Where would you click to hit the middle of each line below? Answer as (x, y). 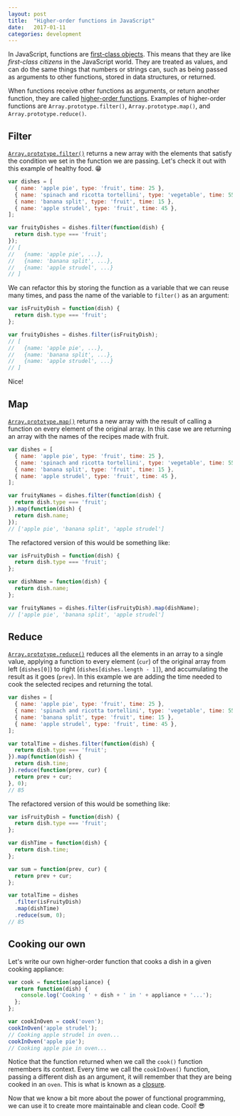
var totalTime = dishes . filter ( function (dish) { (82, 744)
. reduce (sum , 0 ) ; (40, 915)
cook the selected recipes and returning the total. (80, 684)
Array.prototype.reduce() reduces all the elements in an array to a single (116, 654)
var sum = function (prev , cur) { (58, 869)
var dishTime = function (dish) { (58, 843)
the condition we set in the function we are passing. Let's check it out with (117, 161)
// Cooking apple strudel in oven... (64, 1035)
